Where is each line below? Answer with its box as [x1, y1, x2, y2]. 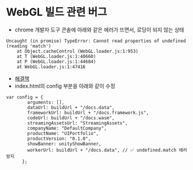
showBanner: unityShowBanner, [27, 140, 102, 147]
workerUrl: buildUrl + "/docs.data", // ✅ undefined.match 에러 [27, 147, 188, 153]
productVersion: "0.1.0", [27, 136, 91, 142]
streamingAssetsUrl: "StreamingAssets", [27, 120, 128, 126]
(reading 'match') [6, 43, 51, 49]
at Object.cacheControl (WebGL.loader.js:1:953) [17, 48, 139, 54]
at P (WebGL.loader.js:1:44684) [17, 59, 96, 65]
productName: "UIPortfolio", [27, 130, 99, 136]
